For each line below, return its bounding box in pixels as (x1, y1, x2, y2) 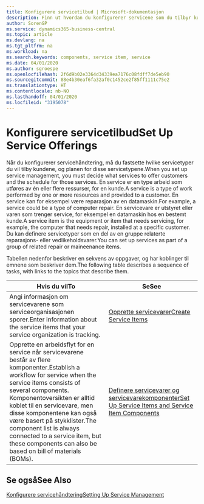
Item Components (108, 408, 160, 417)
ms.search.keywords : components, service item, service (6, 54, 151, 60)
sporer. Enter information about (9, 315, 97, 323)
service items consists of (9, 378, 81, 387)
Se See (141, 282, 161, 290)
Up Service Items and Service (108, 401, 194, 410)
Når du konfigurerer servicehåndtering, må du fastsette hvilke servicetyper (6, 159, 194, 166)
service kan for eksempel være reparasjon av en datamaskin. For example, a (6, 197, 196, 205)
